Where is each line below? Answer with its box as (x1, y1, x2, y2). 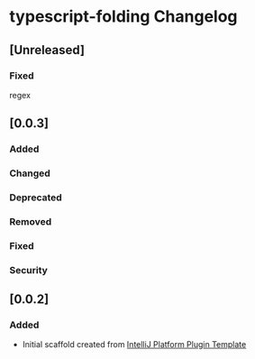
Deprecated (9, 191, 63, 204)
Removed (9, 215, 52, 227)
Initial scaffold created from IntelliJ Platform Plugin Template (22, 339, 247, 350)
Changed (9, 167, 51, 179)
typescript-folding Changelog (9, 6, 238, 27)
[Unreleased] (9, 42, 86, 58)
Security (9, 263, 48, 276)
